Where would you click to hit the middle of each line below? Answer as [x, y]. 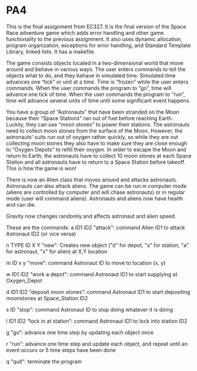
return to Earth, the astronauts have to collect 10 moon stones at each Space [99, 155]
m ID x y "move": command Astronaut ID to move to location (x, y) [86, 263]
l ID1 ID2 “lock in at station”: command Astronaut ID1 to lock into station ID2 [97, 321]
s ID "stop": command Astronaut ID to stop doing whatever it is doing [90, 309]
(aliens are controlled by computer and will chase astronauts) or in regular [96, 192]
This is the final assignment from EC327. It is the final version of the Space [96, 26]
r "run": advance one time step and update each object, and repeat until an [97, 344]
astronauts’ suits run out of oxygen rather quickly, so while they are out [92, 137]
